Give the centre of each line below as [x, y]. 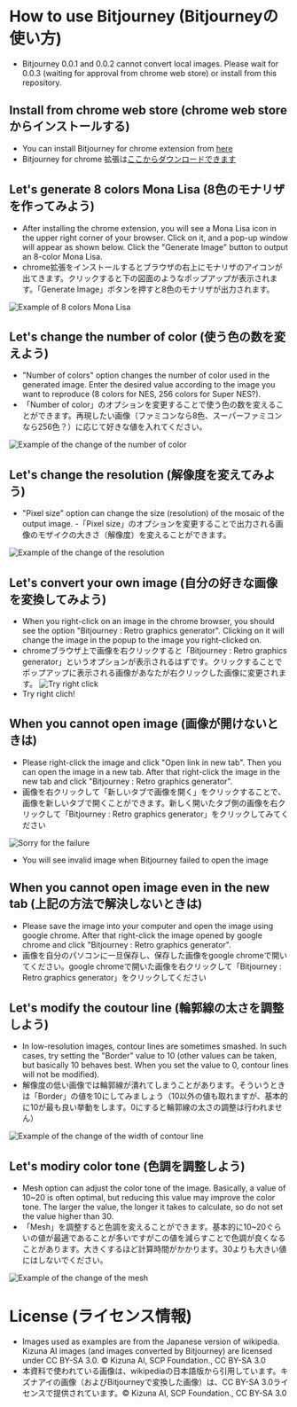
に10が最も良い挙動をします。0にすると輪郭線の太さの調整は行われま [148, 1107]
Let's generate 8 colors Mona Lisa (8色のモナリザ [147, 190]
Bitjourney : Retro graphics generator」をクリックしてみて [175, 814]
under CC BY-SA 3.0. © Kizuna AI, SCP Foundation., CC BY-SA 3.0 [144, 1361]
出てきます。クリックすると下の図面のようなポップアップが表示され [146, 277]
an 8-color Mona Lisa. [63, 256]
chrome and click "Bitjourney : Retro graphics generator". [127, 944]
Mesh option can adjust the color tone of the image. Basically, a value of [154, 1188]
